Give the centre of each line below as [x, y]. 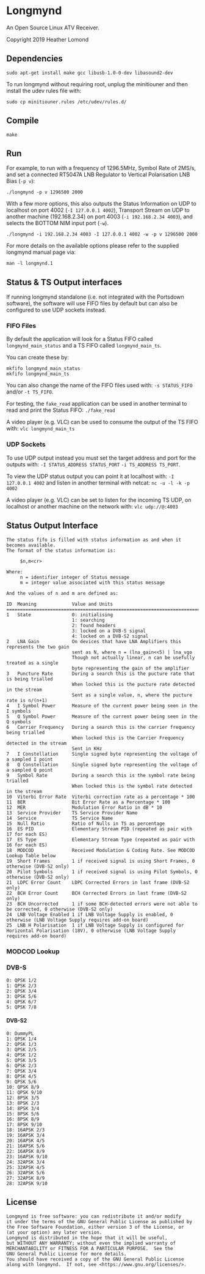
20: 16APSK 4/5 [26, 1141]
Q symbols [19, 722]
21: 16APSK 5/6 [26, 1146]
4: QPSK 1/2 [21, 1055]
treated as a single [33, 663]
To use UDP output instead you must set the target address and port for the [101, 458]
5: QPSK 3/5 [21, 1060]
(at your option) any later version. [54, 1232]
